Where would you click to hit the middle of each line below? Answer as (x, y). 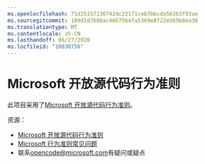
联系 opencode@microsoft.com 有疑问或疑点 (81, 152)
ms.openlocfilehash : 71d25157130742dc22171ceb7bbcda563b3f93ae (103, 14)
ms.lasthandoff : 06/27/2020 (49, 40)
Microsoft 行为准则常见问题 (57, 143)
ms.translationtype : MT (43, 27)
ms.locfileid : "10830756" (45, 47)
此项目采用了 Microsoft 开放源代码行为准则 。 (72, 105)
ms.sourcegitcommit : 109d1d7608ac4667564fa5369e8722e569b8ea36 (103, 20)
